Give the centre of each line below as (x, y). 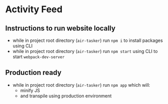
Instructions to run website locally (60, 28)
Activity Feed (34, 9)
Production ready (33, 73)
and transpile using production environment (66, 96)
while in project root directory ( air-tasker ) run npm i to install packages (88, 40)
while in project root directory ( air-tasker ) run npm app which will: (81, 85)
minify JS (30, 90)
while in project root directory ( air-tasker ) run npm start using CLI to (85, 51)
